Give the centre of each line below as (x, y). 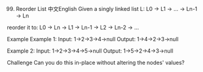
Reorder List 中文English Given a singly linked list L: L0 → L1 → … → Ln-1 (106, 9)
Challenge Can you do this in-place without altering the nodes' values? (96, 63)
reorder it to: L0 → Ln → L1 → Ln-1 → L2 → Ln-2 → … (73, 27)
